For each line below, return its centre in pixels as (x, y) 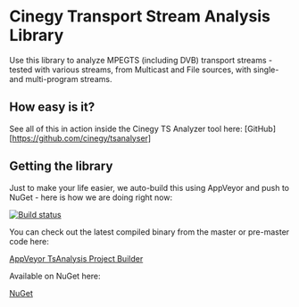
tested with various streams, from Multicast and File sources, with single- (144, 70)
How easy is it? (52, 108)
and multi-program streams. (61, 79)
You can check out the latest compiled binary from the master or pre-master (149, 232)
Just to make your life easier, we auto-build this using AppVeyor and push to (149, 187)
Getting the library (61, 166)
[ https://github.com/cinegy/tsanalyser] (80, 138)
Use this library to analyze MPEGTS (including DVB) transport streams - (141, 60)
